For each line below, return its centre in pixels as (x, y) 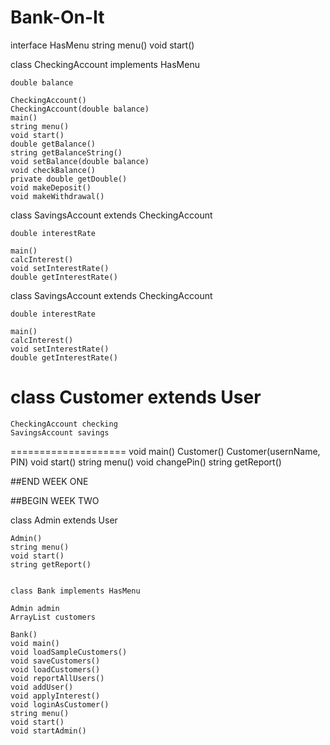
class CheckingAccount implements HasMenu (105, 64)
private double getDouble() (69, 179)
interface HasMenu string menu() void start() (102, 45)
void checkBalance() (53, 170)
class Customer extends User (136, 397)
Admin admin (35, 608)
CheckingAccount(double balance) (80, 109)
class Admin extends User (64, 520)
